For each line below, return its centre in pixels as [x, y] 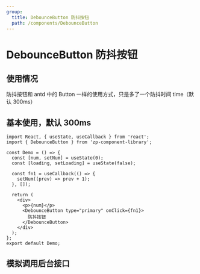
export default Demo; [33, 244]
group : [14, 12]
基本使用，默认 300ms [49, 123]
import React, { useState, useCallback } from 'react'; [78, 137]
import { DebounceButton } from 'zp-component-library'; [79, 142]
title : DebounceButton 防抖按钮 [50, 17]
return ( [23, 195]
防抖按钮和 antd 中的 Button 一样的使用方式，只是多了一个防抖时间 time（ [98, 95]
